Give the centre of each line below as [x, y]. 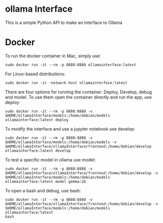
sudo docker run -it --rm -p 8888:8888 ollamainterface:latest [71, 65]
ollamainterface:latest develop [38, 151]
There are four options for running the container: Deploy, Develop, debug [79, 92]
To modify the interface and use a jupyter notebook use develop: [70, 129]
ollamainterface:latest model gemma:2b [46, 181]
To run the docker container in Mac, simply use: [53, 56]
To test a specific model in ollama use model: [51, 159]
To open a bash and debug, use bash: [43, 190]
